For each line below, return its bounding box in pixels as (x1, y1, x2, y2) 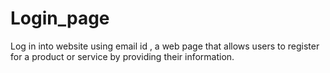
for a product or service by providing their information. (10, 50, 235, 62)
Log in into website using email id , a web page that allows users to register (10, 40, 320, 52)
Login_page (10, 7, 110, 30)
